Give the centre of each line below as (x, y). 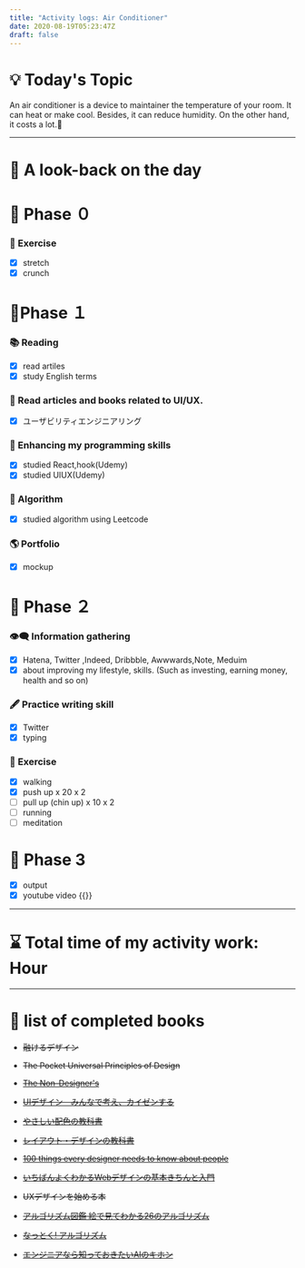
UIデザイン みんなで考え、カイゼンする (98, 1101)
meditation (43, 822)
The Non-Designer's (61, 1083)
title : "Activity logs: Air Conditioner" (89, 18)
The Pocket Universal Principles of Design (101, 1065)
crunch (36, 273)
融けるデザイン (50, 1047)
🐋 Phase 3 (48, 860)
